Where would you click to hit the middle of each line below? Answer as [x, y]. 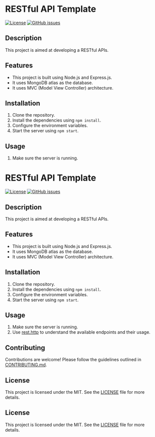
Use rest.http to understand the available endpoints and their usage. [81, 332]
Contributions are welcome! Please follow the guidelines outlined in [73, 360]
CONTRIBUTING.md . [26, 365]
